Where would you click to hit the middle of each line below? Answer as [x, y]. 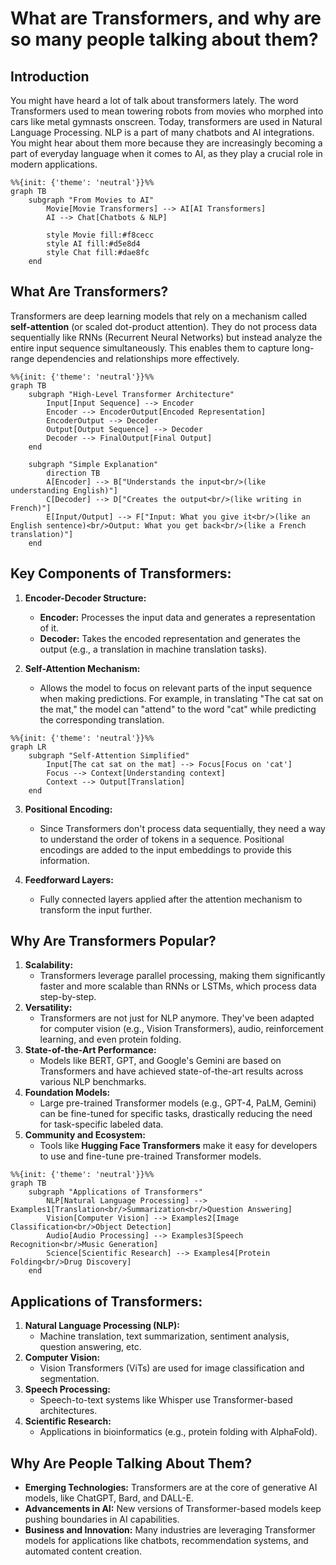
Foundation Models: [67, 1093]
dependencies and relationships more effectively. [138, 358]
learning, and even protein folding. [110, 1039]
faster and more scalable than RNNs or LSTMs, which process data [178, 986]
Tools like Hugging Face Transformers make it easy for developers [178, 1146]
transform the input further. [96, 909]
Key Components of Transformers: [121, 573]
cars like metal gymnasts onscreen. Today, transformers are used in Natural [166, 121]
